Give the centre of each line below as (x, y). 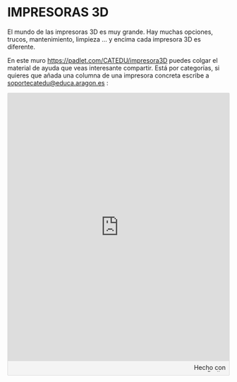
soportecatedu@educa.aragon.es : (58, 82)
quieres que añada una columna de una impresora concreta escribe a (108, 75)
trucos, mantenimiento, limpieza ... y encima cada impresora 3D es (104, 39)
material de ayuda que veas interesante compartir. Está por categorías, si (114, 68)
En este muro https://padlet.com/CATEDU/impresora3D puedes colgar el (113, 60)
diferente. (22, 47)
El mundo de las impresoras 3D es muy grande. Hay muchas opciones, (110, 32)
